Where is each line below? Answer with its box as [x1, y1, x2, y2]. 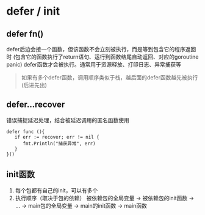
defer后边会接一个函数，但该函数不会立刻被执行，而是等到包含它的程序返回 [6, 46, 196, 53]
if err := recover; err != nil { [14, 134, 99, 140]
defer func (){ [6, 128, 45, 135]
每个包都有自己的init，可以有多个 [15, 186, 98, 194]
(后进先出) [21, 81, 48, 89]
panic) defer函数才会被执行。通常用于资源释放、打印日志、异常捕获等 [6, 61, 182, 68]
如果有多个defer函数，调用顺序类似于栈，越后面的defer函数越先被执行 [21, 74, 198, 81]
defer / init [6, 4, 60, 18]
